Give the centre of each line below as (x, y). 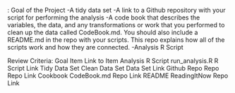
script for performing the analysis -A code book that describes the (104, 17)
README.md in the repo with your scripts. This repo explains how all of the (116, 40)
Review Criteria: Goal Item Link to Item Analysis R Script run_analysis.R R (113, 61)
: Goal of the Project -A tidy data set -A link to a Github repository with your (116, 10)
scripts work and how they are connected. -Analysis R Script (95, 47)
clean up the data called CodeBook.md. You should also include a (103, 32)
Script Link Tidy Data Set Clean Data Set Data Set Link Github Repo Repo (113, 68)
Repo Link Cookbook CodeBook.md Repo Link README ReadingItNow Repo (118, 76)
